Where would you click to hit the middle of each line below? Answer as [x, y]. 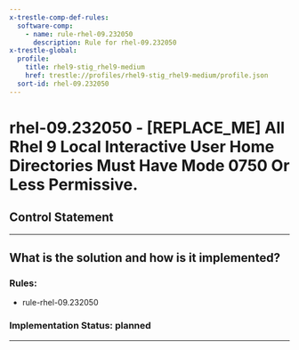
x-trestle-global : [43, 51]
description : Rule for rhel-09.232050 [105, 42]
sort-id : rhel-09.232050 [63, 84]
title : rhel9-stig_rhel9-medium [85, 68]
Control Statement [61, 218]
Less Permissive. [74, 184]
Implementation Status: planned [80, 326]
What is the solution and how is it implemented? [145, 258]
